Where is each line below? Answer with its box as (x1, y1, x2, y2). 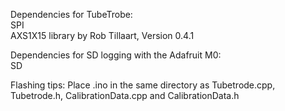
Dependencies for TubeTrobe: (10, 9, 133, 20)
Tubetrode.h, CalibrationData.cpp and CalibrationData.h (10, 90, 240, 101)
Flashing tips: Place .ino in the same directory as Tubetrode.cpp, (10, 79, 276, 91)
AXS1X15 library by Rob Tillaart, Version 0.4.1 (10, 30, 195, 41)
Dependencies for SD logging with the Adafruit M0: (10, 49, 222, 61)
